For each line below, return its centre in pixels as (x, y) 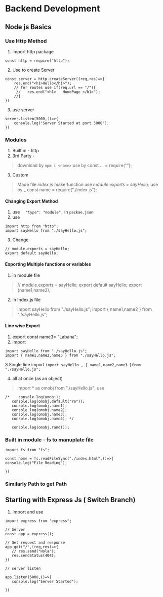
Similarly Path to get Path (36, 484)
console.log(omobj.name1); (40, 406)
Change (20, 240)
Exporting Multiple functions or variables (48, 264)
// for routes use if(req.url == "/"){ (55, 87)
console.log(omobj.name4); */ (43, 419)
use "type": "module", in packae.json (53, 212)
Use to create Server (33, 70)
